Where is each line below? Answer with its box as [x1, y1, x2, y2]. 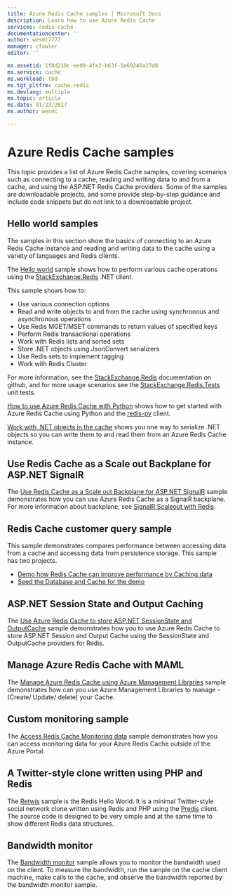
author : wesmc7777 [7, 37, 61, 44]
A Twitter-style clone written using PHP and [7, 767, 203, 779]
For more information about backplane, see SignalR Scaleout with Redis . [7, 502, 216, 511]
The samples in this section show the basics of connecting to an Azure [7, 236, 212, 245]
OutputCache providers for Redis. [7, 639, 105, 647]
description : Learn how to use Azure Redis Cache [7, 17, 156, 24]
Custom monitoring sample [7, 713, 129, 725]
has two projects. [7, 557, 58, 565]
